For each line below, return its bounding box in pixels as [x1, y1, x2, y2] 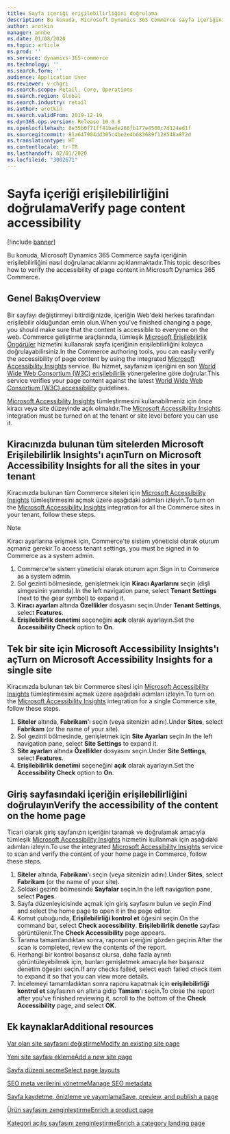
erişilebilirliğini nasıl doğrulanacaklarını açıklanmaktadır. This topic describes [7, 258, 221, 266]
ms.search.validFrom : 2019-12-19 [7, 112, 103, 118]
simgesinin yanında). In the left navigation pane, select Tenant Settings [16, 587, 217, 595]
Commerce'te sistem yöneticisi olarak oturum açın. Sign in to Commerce [16, 565, 220, 573]
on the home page [7, 809, 86, 822]
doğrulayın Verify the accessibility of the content [7, 799, 218, 811]
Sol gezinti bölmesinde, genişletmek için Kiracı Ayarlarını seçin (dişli [16, 579, 211, 588]
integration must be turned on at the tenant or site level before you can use [7, 412, 219, 420]
